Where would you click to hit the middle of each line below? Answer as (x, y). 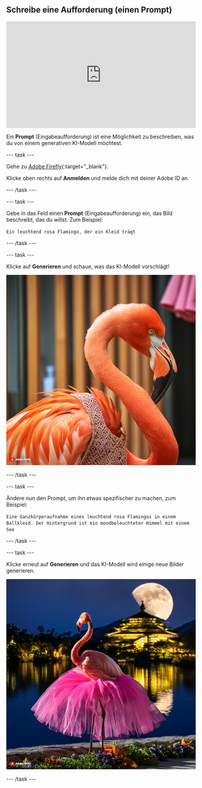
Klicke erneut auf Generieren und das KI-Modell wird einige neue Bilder (95, 565)
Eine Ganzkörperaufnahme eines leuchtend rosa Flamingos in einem (91, 517)
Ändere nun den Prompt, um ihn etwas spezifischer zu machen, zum (91, 498)
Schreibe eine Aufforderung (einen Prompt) (89, 10)
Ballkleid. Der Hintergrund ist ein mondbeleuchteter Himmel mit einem (98, 524)
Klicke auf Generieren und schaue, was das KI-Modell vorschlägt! (88, 267)
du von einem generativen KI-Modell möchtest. (65, 143)
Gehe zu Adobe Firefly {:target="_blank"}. (57, 167)
